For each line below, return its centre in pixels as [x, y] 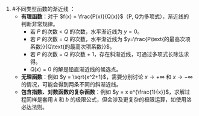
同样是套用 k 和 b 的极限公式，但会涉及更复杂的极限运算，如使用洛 [109, 99]
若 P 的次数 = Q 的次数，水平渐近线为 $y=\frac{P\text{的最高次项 [110, 39]
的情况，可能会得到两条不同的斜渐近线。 [71, 84]
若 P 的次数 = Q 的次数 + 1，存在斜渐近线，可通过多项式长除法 [107, 54]
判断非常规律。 [39, 24]
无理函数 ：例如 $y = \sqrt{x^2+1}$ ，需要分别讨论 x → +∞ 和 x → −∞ [107, 77]
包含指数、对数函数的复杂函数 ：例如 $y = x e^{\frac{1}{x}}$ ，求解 [103, 92]
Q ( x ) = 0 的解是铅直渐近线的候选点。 [76, 69]
